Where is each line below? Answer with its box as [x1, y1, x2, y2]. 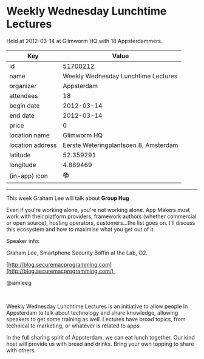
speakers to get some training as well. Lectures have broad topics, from [6, 315, 186, 323]
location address [9, 141, 57, 149]
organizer [9, 81, 37, 90]
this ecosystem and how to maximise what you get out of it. [6, 225, 155, 233]
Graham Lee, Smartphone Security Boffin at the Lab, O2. [6, 249, 148, 256]
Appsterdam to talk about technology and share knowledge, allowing [6, 309, 178, 316]
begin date [9, 101, 40, 110]
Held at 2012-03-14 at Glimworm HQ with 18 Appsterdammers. [6, 37, 163, 44]
